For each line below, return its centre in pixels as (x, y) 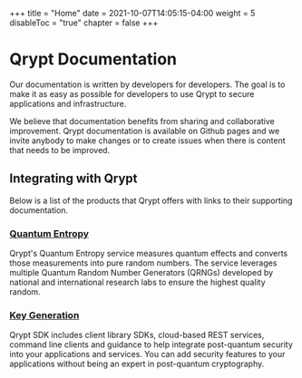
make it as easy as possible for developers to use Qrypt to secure (132, 93)
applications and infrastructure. (68, 103)
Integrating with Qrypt (73, 179)
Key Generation (44, 315)
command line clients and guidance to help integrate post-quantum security (151, 344)
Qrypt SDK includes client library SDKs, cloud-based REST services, (137, 335)
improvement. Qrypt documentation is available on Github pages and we (145, 131)
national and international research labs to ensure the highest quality (137, 282)
